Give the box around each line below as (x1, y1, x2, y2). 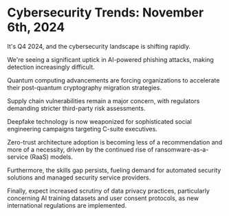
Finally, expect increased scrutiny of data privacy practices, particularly (7, 186, 210, 195)
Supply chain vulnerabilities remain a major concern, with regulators (7, 96, 200, 105)
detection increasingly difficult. (7, 63, 95, 71)
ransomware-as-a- (155, 145, 209, 153)
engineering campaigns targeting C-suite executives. (7, 125, 158, 133)
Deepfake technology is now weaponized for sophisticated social (7, 117, 193, 125)
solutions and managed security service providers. (7, 173, 151, 182)
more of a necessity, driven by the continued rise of (7, 145, 154, 153)
